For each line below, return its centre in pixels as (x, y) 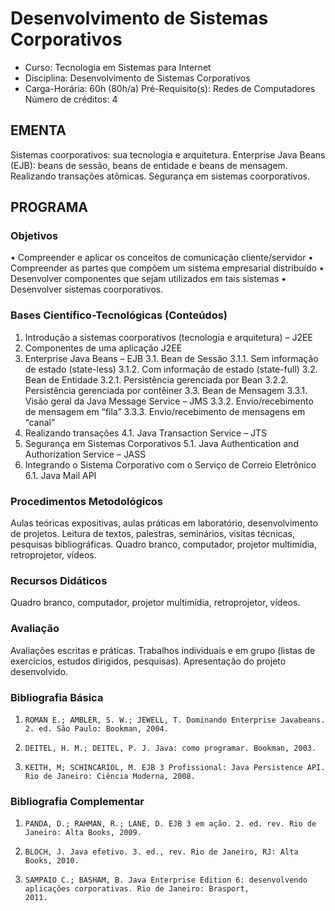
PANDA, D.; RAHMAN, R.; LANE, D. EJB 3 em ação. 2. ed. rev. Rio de (170, 824)
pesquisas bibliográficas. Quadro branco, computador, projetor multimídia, (163, 544)
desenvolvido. (39, 671)
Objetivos (34, 236)
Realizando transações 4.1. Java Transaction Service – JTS (146, 433)
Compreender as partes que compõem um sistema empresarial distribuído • (167, 268)
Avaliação (35, 629)
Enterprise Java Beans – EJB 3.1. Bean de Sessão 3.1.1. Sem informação (171, 358)
